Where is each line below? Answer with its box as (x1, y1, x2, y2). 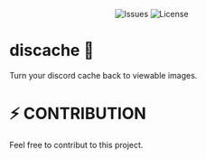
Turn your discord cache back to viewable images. (9, 70, 198, 80)
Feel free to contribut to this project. (9, 139, 144, 150)
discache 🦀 (9, 41, 95, 61)
